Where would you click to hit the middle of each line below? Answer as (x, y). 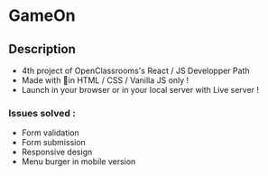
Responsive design (57, 152)
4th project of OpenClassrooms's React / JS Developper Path (135, 70)
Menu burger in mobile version (79, 162)
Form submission (54, 143)
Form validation (51, 133)
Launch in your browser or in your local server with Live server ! (140, 90)
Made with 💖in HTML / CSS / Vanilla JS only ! (105, 80)
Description (42, 49)
